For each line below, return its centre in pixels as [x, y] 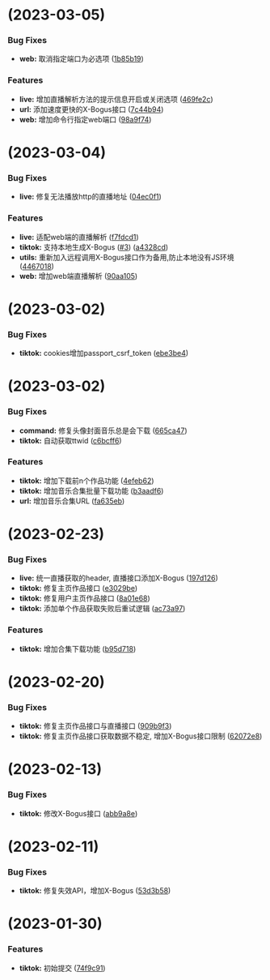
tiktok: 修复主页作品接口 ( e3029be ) [78, 588]
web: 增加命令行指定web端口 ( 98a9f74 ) [85, 119]
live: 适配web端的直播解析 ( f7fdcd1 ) [79, 237]
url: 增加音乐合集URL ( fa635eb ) [72, 501]
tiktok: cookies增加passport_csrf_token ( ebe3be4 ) [104, 353]
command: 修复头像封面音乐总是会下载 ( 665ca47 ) [103, 430]
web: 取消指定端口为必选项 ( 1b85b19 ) [82, 59]
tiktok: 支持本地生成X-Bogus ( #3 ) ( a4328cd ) [94, 247]
